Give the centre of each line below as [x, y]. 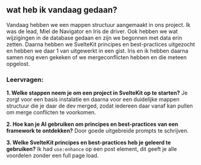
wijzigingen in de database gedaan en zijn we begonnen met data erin [94, 38]
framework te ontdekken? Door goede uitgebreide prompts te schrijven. [97, 131]
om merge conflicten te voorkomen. [51, 112]
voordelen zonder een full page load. [53, 156]
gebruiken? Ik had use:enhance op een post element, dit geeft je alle [92, 149]
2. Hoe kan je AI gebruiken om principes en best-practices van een [92, 124]
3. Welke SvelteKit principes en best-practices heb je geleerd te [89, 142]
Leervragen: [25, 79]
